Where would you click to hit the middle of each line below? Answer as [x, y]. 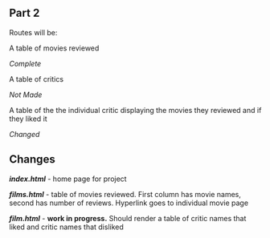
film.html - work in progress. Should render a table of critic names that [128, 218]
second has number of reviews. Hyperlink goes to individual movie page [129, 203]
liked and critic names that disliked [66, 227]
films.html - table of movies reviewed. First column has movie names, [125, 194]
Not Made [26, 95]
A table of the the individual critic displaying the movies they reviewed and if [135, 110]
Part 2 [25, 13]
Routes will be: [33, 32]
